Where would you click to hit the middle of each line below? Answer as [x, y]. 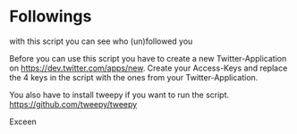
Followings [51, 17]
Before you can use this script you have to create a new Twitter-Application [148, 58]
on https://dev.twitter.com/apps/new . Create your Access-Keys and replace [148, 68]
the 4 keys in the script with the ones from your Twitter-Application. [134, 77]
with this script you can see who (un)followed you [101, 41]
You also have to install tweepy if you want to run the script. [119, 95]
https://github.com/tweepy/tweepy [73, 104]
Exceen [23, 121]
